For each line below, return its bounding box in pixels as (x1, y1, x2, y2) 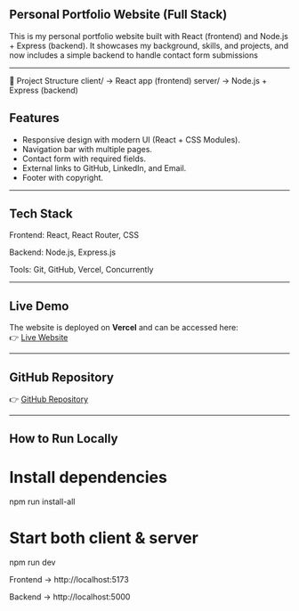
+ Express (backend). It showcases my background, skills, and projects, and (9, 40, 289, 51)
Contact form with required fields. (21, 153, 147, 164)
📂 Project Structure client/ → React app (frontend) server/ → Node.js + (9, 75, 268, 86)
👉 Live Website (9, 332, 69, 343)
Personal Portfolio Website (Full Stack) (9, 7, 228, 22)
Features (9, 110, 60, 126)
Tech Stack (9, 207, 73, 222)
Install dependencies (9, 467, 167, 487)
